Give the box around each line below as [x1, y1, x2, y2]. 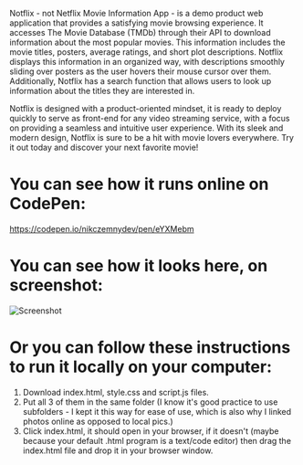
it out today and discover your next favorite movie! [9, 142, 199, 153]
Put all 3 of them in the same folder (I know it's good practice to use [22, 396, 278, 407]
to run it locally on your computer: [9, 356, 272, 377]
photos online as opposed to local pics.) [22, 416, 173, 427]
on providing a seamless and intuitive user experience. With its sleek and [9, 122, 284, 133]
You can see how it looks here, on [9, 256, 268, 277]
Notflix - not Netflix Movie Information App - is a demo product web [9, 8, 264, 18]
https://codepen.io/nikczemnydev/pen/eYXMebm [9, 223, 194, 234]
